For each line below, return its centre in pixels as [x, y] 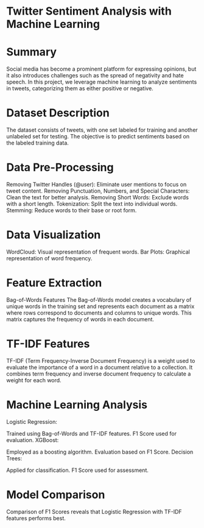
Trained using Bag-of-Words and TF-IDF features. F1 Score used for [91, 433]
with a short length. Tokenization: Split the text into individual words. [92, 204]
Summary [31, 52]
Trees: [14, 458]
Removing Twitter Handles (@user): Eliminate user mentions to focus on [97, 184]
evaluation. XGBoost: [33, 440]
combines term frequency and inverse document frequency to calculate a [99, 374]
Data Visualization [54, 235]
